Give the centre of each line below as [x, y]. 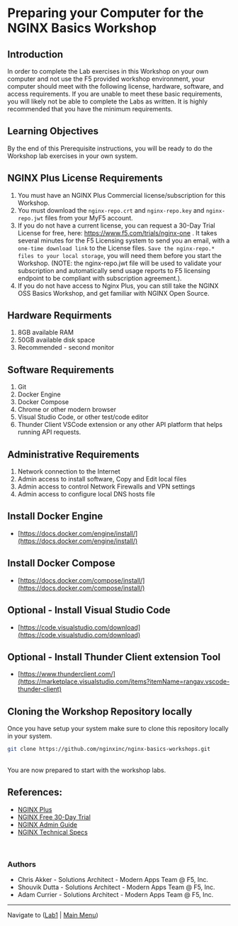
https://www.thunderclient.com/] [68, 674]
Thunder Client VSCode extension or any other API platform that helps [120, 425]
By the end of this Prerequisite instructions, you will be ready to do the [110, 148]
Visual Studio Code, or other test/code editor [83, 417]
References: [35, 792]
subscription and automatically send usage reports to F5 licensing [114, 270]
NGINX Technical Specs [53, 832]
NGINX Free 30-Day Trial [54, 817]
